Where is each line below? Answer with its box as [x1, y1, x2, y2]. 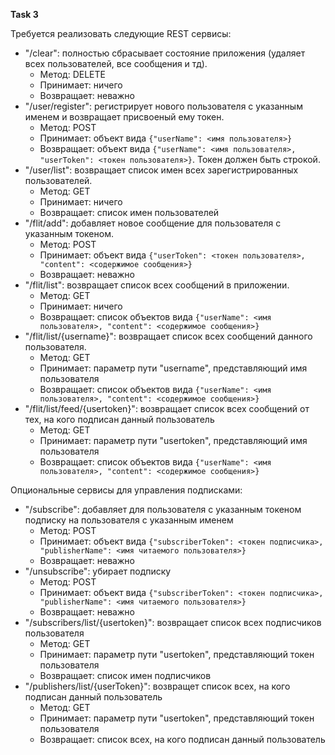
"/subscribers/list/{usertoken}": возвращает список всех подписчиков [24, 617, 322, 628]
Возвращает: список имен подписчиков [39, 670, 212, 681]
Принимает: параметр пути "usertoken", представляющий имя [39, 435, 308, 446]
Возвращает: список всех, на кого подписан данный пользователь [39, 734, 326, 745]
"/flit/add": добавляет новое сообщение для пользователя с [24, 217, 282, 229]
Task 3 [10, 9, 39, 20]
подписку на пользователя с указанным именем [24, 514, 234, 526]
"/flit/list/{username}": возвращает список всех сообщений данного [24, 330, 313, 342]
